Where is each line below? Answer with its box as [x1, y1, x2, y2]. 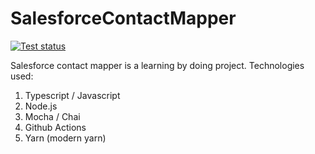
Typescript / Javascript [24, 89, 121, 101]
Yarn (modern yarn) [24, 132, 107, 144]
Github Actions [24, 121, 87, 133]
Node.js [24, 100, 58, 112]
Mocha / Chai [24, 110, 81, 122]
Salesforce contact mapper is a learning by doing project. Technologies [10, 59, 305, 71]
